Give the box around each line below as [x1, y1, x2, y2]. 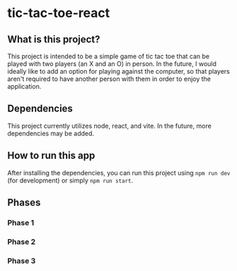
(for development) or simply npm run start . [7, 176, 133, 184]
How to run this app [7, 150, 96, 162]
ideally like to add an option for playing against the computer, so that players [7, 67, 230, 75]
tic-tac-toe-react [7, 5, 110, 21]
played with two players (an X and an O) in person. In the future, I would [7, 60, 217, 68]
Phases [7, 197, 41, 209]
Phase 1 [7, 218, 35, 228]
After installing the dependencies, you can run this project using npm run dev [7, 168, 231, 177]
